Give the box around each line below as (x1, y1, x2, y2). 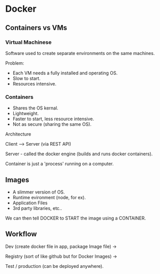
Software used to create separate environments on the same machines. (5, 50, 155, 56)
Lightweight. (12, 111, 39, 117)
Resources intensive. (12, 80, 57, 87)
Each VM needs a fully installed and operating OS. (12, 70, 118, 76)
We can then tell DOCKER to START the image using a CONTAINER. (5, 215, 146, 221)
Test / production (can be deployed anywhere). (5, 263, 104, 269)
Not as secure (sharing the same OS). (12, 121, 92, 127)
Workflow (5, 230, 37, 238)
